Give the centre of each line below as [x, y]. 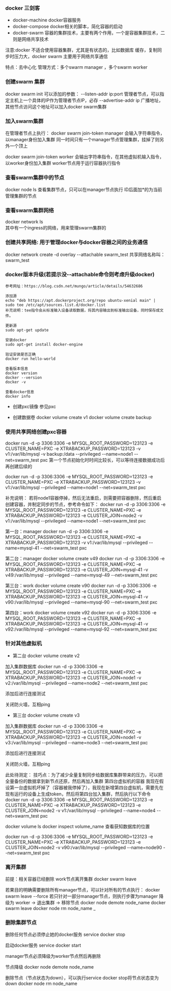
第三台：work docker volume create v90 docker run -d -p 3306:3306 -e [81, 586]
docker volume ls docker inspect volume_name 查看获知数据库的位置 [78, 826]
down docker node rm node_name [41, 984]
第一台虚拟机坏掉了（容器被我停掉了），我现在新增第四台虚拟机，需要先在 [87, 787]
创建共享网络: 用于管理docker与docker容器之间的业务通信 [77, 242]
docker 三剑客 [23, 8]
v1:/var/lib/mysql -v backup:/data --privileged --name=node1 [69, 454]
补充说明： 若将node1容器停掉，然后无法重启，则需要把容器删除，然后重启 [83, 498]
